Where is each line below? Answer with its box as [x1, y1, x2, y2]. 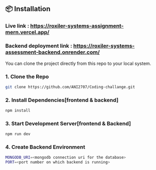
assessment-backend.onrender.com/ [5, 49, 100, 56]
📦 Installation [5, 5, 51, 13]
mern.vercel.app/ [5, 29, 50, 36]
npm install [5, 108, 30, 113]
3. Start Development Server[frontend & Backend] [5, 120, 131, 127]
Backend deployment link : [5, 43, 73, 50]
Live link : [5, 22, 29, 29]
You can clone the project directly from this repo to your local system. [5, 60, 151, 66]
